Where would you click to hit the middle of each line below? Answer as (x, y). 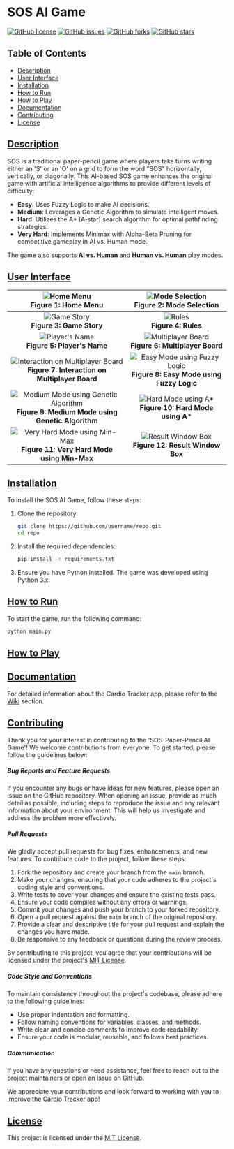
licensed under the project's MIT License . (67, 960)
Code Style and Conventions (50, 976)
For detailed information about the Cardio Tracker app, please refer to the (112, 694)
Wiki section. (26, 701)
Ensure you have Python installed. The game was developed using (112, 572)
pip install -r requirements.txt (66, 559)
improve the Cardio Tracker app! (54, 1099)
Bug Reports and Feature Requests (59, 771)
